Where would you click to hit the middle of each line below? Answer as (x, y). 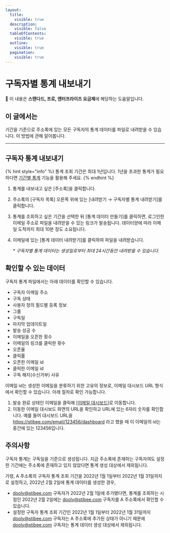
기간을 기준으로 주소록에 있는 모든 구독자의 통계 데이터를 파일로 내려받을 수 (79, 129)
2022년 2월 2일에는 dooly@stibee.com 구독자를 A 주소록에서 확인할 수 (93, 499)
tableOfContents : (28, 34)
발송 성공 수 (24, 330)
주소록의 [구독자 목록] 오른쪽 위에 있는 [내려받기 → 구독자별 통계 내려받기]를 (88, 199)
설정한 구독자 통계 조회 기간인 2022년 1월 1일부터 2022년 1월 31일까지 (81, 512)
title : (17, 15)
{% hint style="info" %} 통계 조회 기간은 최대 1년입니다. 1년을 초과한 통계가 (80, 171)
